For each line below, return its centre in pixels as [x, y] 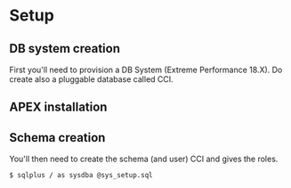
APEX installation [58, 107]
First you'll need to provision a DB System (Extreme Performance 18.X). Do [146, 69]
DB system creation [65, 49]
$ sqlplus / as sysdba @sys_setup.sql [81, 176]
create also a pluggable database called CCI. [91, 79]
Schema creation [57, 138]
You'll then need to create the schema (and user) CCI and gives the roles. [144, 159]
